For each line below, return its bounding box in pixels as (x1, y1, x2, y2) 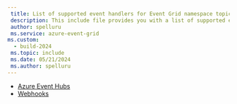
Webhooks (17, 89, 49, 98)
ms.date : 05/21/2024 (10, 56, 71, 63)
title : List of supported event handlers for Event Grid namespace (10, 10, 213, 18)
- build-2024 (13, 43, 52, 50)
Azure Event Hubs (17, 82, 71, 90)
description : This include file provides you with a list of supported (10, 17, 226, 24)
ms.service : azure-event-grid (10, 30, 99, 37)
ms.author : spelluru (10, 63, 71, 70)
